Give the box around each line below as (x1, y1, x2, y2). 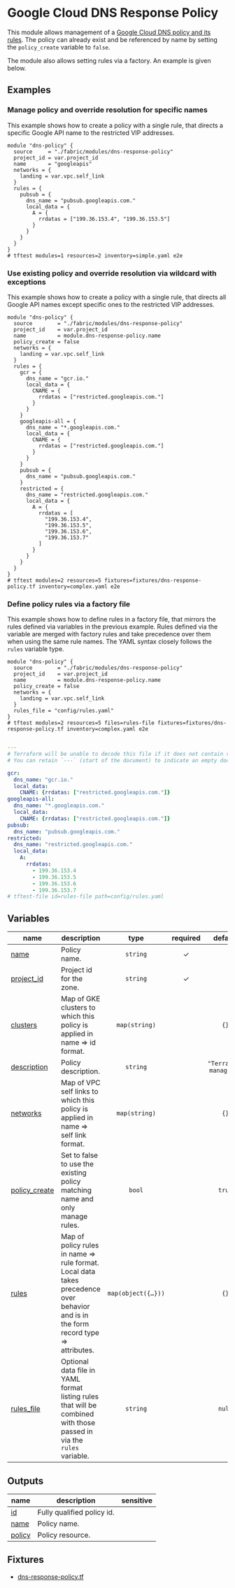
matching (60, 1185, 92, 1195)
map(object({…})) (107, 1289, 166, 1298)
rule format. (60, 1258, 99, 1268)
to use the (60, 1159, 94, 1169)
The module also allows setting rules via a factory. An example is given (7, 56, 211, 64)
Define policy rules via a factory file (7, 599, 131, 609)
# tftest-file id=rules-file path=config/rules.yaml (7, 893, 164, 900)
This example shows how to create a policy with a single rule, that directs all (7, 292, 227, 301)
